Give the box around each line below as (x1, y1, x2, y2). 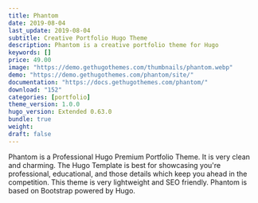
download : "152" (8, 85, 62, 94)
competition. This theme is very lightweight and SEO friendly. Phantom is (8, 177, 248, 187)
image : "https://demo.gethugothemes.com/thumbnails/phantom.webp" (8, 64, 233, 72)
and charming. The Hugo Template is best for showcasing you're (8, 160, 221, 170)
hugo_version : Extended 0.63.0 (8, 108, 112, 116)
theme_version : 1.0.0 (8, 100, 80, 108)
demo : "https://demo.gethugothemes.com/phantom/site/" (8, 71, 194, 79)
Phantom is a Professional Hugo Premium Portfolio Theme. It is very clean (8, 152, 251, 162)
